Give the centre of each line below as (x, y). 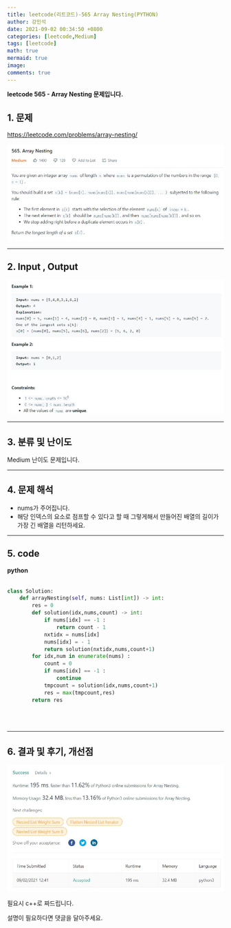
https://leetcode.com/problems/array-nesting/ (73, 135)
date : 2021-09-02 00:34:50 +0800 (55, 29)
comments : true (29, 72)
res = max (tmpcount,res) (79, 692)
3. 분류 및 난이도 (40, 442)
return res (47, 700)
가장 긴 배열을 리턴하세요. (51, 525)
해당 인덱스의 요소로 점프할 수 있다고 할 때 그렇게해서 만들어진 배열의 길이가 (118, 516)
